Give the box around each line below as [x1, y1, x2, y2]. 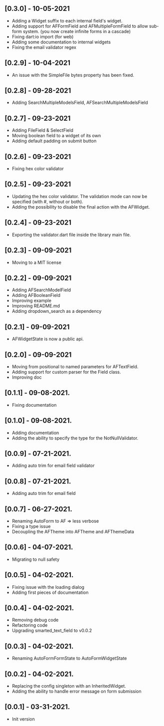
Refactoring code [11, 622, 48, 628]
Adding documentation [11, 430, 59, 436]
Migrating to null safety [11, 556, 60, 562]
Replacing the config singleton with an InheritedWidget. [11, 683, 127, 689]
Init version [11, 716, 35, 722]
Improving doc [11, 374, 42, 380]
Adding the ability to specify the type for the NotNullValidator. [11, 435, 139, 441]
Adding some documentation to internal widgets [11, 39, 111, 45]
